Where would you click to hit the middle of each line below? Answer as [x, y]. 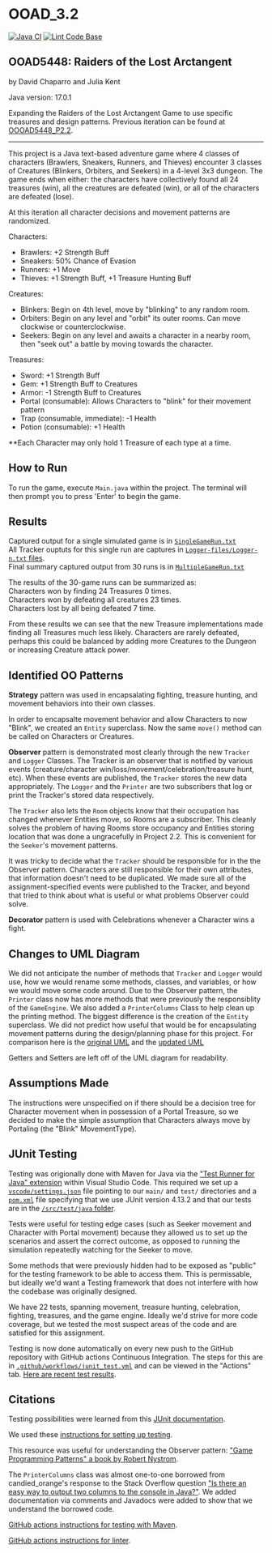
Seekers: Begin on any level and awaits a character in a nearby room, [135, 335]
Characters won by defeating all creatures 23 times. [95, 599]
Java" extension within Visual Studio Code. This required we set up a [123, 1182]
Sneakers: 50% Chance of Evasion [78, 261]
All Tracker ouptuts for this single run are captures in [96, 550]
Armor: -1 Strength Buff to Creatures [81, 392]
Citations [32, 1399]
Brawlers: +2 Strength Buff [64, 252]
